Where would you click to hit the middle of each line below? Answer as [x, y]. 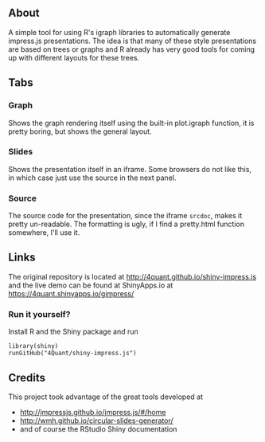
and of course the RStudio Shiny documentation [98, 429]
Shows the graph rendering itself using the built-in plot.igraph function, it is [131, 123]
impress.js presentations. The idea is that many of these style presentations [132, 41]
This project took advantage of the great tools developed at [106, 397]
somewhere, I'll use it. [44, 233]
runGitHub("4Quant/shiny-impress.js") [72, 354]
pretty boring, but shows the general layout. [80, 131]
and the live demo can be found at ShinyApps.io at [91, 285]
